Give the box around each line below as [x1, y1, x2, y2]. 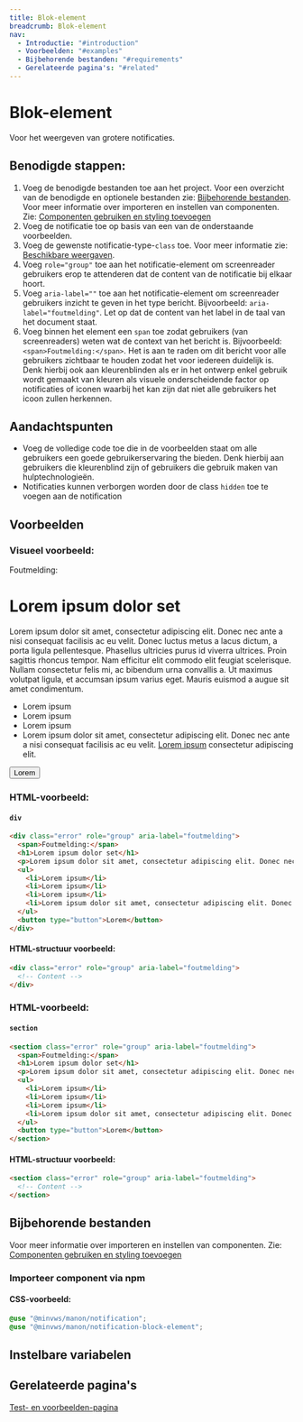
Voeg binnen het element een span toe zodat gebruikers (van [22, 326, 248, 336]
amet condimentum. [9, 683, 84, 694]
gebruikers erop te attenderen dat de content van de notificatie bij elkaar [22, 268, 293, 280]
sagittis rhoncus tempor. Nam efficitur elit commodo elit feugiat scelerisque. [9, 655, 291, 665]
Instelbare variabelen [9, 1347, 132, 1362]
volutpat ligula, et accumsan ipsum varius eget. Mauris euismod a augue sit [9, 674, 289, 685]
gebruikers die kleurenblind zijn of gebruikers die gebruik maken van [22, 462, 278, 473]
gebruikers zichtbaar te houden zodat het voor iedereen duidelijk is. [22, 354, 275, 365]
